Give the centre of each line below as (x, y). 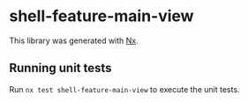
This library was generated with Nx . (74, 40)
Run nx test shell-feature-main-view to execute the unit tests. (124, 89)
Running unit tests (60, 68)
